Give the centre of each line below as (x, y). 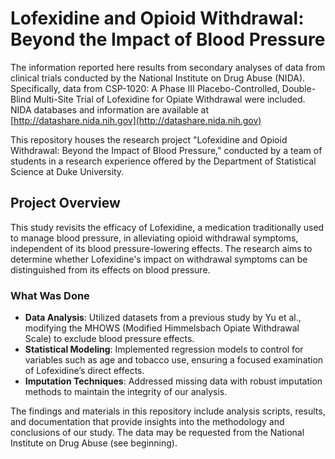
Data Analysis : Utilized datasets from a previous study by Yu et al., (163, 318)
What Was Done (50, 295)
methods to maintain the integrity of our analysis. (126, 392)
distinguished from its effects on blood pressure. (110, 269)
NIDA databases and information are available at (110, 109)
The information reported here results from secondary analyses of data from (168, 67)
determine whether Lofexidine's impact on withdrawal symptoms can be (159, 259)
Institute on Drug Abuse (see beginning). (94, 443)
